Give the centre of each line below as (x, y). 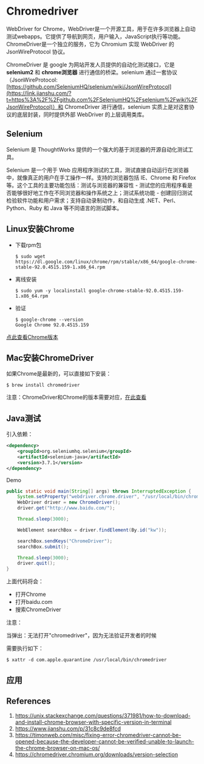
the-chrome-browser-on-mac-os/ (57, 748)
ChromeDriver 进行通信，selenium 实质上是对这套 (127, 107)
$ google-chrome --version (49, 320)
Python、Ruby (24, 208)
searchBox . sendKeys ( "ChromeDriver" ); (65, 541)
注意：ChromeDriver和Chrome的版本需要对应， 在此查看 (76, 398)
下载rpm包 (28, 245)
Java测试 (24, 418)
